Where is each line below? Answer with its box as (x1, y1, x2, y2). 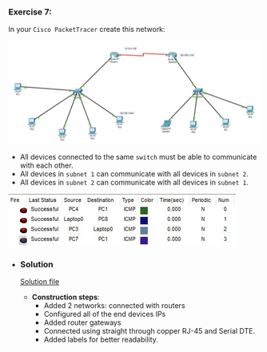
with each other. (19, 160, 74, 170)
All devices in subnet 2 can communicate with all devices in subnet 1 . (19, 178, 249, 187)
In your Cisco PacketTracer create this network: (8, 25, 165, 34)
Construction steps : (31, 292, 100, 302)
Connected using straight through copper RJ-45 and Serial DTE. (43, 326, 256, 336)
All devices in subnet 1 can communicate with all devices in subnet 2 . (19, 169, 249, 178)
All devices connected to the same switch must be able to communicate (19, 152, 257, 161)
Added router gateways (43, 318, 122, 327)
